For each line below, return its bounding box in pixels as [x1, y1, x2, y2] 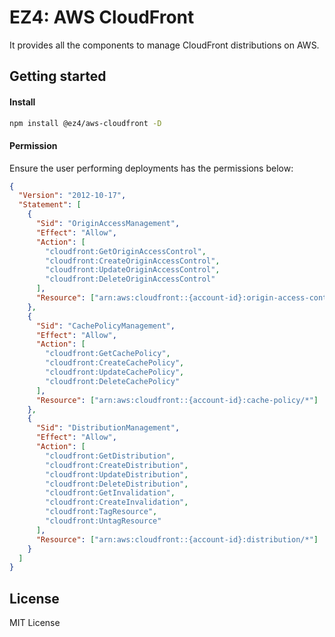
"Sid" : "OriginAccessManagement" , [35, 219, 181, 229]
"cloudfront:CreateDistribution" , [45, 460, 189, 470]
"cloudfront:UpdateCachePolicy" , [45, 367, 185, 378]
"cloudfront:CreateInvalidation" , [45, 497, 189, 508]
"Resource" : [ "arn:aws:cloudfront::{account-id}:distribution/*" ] [35, 534, 319, 545]
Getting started [9, 68, 107, 85]
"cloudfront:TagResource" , [45, 507, 158, 517]
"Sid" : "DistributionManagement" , [35, 423, 181, 433]
